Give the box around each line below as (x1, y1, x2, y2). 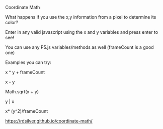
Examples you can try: (5, 59, 52, 65)
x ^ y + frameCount (5, 69, 45, 75)
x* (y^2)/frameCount (5, 108, 48, 114)
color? (5, 20, 19, 25)
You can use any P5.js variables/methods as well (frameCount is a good (5, 44, 154, 50)
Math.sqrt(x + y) (5, 89, 39, 95)
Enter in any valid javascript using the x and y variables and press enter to (5, 29, 158, 35)
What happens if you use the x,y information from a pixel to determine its (5, 14, 156, 20)
